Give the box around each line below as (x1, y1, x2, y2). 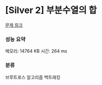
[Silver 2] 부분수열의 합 (5, 4, 97, 16)
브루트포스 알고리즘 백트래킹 (5, 74, 61, 80)
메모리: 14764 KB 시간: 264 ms (5, 48, 67, 54)
